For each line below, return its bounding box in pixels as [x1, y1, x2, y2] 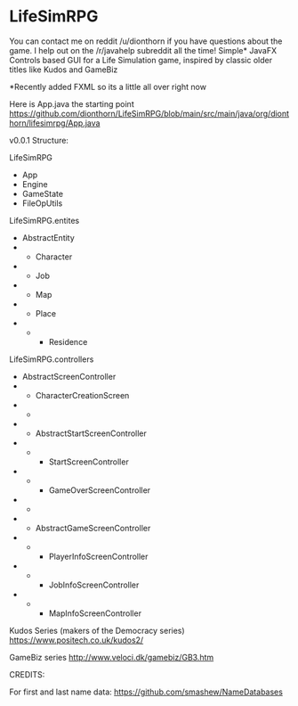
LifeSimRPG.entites [9, 215, 80, 226]
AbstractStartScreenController [35, 428, 147, 439]
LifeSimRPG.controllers [9, 354, 94, 365]
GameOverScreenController [48, 484, 151, 496]
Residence [48, 336, 88, 347]
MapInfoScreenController [48, 608, 142, 619]
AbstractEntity [21, 232, 76, 242]
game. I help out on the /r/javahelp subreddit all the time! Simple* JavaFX [9, 45, 278, 55]
